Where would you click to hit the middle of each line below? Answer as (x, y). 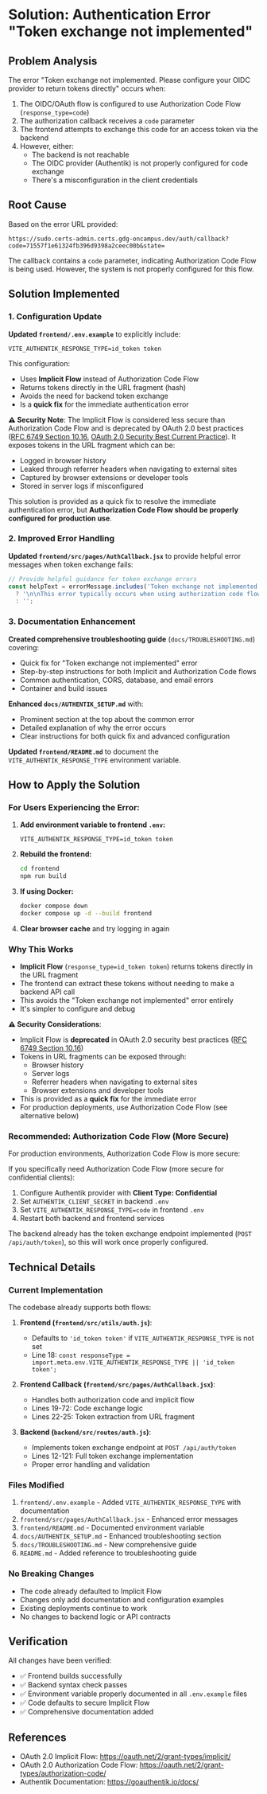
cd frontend (39, 869)
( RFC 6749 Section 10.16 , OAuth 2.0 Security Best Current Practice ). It (122, 436)
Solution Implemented (64, 294)
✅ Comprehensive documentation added (87, 1712)
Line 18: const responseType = (81, 1355)
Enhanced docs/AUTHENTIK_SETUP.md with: (76, 704)
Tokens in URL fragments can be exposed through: (103, 1057)
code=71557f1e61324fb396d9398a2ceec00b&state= (87, 246)
